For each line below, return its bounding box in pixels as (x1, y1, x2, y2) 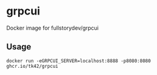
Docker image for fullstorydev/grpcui (6, 24, 99, 31)
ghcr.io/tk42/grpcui (6, 63, 59, 69)
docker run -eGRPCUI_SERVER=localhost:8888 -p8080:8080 (6, 57, 151, 64)
